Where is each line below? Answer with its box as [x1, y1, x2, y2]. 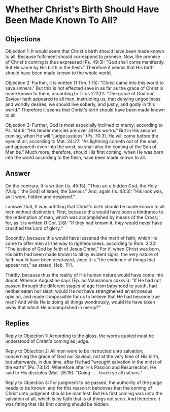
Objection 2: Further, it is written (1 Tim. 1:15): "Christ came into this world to [5, 80, 164, 86]
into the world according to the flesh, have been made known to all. [5, 154, 146, 160]
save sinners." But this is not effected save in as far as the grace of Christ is [5, 85, 163, 91]
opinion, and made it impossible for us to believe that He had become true [5, 293, 160, 299]
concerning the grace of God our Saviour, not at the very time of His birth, [5, 353, 160, 360]
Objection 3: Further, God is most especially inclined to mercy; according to [5, 122, 163, 128]
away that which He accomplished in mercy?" [5, 304, 101, 310]
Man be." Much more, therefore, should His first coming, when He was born [5, 149, 164, 155]
